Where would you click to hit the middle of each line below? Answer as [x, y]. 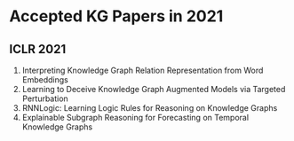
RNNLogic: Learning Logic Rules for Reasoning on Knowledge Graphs [150, 108]
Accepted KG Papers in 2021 [116, 16]
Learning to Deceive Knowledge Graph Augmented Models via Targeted [154, 89]
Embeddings [45, 80]
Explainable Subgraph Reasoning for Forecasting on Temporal [135, 117]
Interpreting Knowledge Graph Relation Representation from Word [143, 70]
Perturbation [45, 98]
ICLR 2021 [38, 49]
